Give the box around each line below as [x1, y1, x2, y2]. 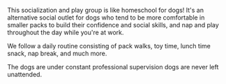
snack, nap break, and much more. [7, 49, 107, 57]
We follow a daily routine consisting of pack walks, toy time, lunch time [7, 42, 211, 50]
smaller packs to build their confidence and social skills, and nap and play [7, 21, 220, 29]
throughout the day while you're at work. [7, 28, 124, 36]
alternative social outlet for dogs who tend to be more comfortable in [7, 13, 205, 22]
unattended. [7, 70, 43, 78]
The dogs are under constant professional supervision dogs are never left [7, 63, 219, 71]
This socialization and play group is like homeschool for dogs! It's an [7, 6, 204, 14]
